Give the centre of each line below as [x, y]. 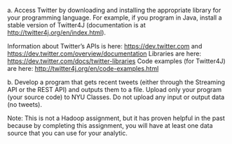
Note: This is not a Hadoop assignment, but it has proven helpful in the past [116, 118]
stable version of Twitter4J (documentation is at [76, 25]
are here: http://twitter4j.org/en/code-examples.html [83, 68]
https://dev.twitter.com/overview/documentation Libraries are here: [104, 53]
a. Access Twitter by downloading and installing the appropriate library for [114, 10]
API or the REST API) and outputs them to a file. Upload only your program [115, 90]
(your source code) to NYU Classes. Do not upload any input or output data [116, 97]
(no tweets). [25, 104]
